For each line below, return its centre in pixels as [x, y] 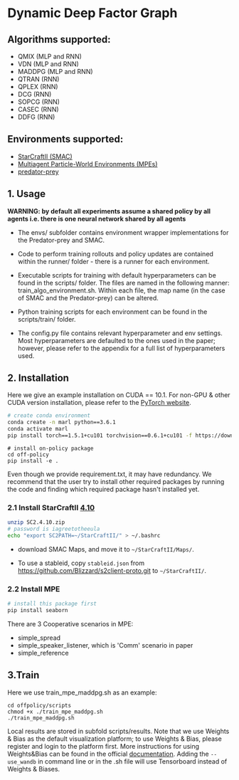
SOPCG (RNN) [39, 102]
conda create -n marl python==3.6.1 [62, 422]
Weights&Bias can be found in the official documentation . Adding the [108, 754]
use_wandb [22, 762]
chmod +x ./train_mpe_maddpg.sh [55, 712]
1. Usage [27, 194]
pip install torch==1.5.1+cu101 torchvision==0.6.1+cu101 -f [100, 436]
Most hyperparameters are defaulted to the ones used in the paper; [116, 340]
